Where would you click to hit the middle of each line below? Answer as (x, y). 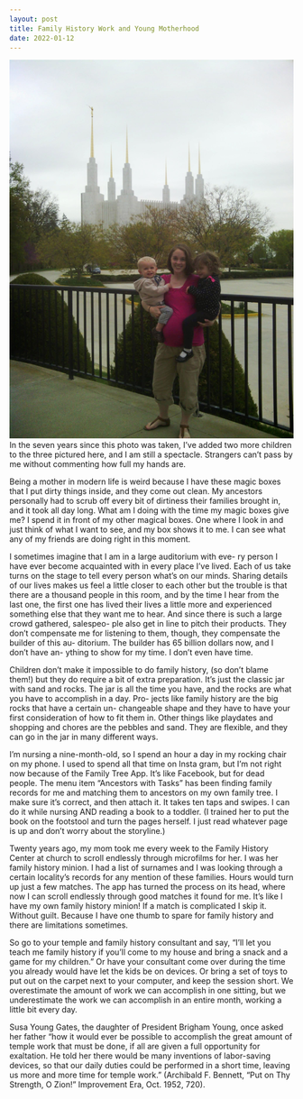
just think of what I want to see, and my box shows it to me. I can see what (147, 530)
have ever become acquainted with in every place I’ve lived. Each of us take (150, 566)
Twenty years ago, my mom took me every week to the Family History (139, 848)
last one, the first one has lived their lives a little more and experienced (141, 605)
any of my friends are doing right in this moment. (100, 539)
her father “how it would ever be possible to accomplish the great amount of (151, 1037)
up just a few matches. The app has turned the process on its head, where (147, 887)
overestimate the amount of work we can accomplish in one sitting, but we (148, 991)
